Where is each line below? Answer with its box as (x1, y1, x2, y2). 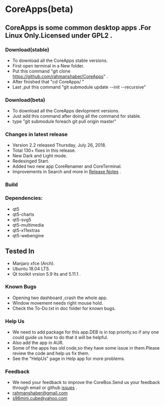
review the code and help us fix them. (12, 351, 90, 357)
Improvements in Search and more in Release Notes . (12, 169, 121, 175)
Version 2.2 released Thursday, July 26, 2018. (12, 142, 106, 148)
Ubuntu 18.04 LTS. (12, 266, 51, 272)
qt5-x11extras (12, 227, 40, 233)
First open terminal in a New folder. (12, 62, 84, 68)
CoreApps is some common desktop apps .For (5, 23, 152, 32)
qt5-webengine (12, 232, 44, 238)
